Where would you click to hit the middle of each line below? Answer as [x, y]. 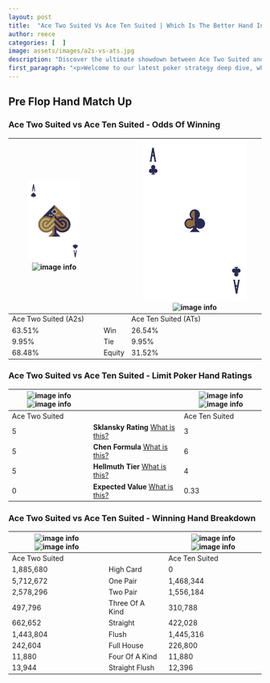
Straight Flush [131, 668]
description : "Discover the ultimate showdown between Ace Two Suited [129, 60]
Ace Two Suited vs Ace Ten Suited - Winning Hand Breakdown [132, 518]
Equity [114, 353]
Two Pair [123, 592]
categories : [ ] [37, 43]
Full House [126, 645]
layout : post [30, 17]
